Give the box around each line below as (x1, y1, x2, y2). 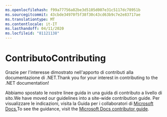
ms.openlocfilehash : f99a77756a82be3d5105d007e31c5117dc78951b (5, 7, 141, 13)
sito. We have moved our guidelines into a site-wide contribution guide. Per (5, 95, 160, 101)
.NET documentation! (5, 80, 49, 86)
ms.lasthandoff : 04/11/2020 (5, 26, 64, 31)
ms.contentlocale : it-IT (5, 21, 57, 27)
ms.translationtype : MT (5, 17, 55, 22)
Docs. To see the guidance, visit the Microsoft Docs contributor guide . (5, 105, 149, 111)
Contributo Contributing (5, 52, 106, 64)
